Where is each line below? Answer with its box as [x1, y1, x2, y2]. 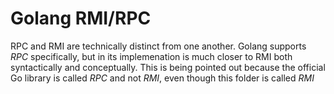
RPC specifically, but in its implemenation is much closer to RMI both [10, 50, 293, 62]
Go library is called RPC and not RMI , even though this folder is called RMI [10, 72, 315, 84]
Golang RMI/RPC [10, 7, 152, 30]
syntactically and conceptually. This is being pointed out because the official [10, 61, 326, 73]
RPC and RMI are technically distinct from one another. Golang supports [10, 40, 307, 52]
